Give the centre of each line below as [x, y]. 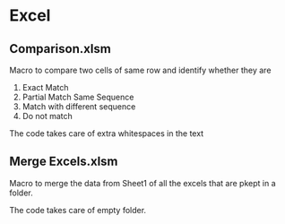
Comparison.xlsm [60, 49]
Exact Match [45, 87]
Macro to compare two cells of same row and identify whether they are [140, 70]
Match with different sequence [79, 107]
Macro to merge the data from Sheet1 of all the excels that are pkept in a [142, 183]
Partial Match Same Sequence [78, 97]
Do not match [47, 116]
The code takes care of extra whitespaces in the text [107, 134]
